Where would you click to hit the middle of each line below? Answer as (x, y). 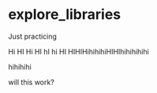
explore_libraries (65, 15)
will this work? (32, 82)
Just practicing (33, 36)
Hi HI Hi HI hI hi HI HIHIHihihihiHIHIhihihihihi (79, 51)
